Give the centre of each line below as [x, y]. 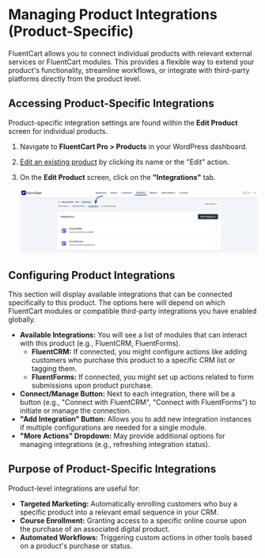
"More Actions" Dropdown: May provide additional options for [122, 436]
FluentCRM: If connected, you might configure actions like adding [139, 351]
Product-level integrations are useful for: [74, 488]
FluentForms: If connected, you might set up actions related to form [143, 376]
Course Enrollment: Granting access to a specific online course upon [133, 520]
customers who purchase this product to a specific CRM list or [133, 360]
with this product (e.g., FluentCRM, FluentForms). [100, 343]
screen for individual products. [58, 131]
